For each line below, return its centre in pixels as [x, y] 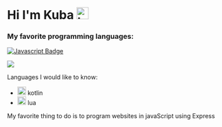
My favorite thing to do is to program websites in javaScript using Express [111, 116]
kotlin [35, 93]
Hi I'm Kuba [40, 15]
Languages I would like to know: [52, 77]
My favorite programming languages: [71, 36]
